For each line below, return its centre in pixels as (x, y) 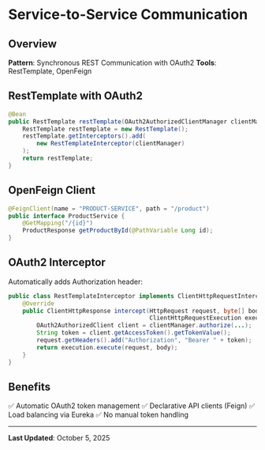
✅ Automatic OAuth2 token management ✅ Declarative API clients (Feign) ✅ (132, 406)
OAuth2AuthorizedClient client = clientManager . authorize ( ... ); (144, 326)
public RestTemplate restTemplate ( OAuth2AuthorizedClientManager (118, 121)
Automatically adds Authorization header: (76, 282)
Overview (33, 44)
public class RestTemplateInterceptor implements (91, 296)
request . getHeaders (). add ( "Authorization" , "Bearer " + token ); (144, 340)
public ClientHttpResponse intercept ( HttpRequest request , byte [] (134, 311)
